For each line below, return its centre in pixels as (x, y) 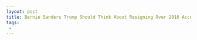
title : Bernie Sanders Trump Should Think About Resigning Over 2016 (93, 17)
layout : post (22, 11)
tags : (13, 22)
